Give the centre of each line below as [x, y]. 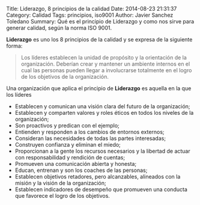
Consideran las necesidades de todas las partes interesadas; [90, 138]
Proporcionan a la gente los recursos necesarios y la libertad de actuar [102, 151]
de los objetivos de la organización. [65, 77]
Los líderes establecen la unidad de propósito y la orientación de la [104, 57]
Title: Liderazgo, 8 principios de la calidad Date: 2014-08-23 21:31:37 [92, 9]
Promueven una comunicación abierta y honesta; [76, 164]
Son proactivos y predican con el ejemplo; [67, 125]
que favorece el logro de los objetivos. [62, 196]
